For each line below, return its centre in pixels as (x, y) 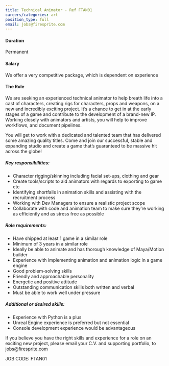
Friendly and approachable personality (53, 276)
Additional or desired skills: (35, 304)
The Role (15, 87)
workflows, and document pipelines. (43, 125)
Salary (12, 64)
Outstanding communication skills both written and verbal (73, 287)
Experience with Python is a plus (47, 317)
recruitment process (34, 198)
